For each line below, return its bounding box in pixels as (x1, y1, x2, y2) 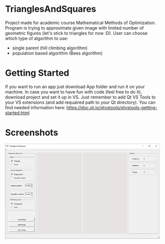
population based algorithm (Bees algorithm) (12, 50, 103, 56)
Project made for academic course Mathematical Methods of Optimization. (5, 20, 156, 26)
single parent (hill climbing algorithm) (12, 45, 88, 51)
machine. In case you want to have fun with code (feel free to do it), (5, 89, 142, 94)
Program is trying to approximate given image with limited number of (5, 25, 144, 30)
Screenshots (5, 127, 58, 138)
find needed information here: (5, 104, 65, 110)
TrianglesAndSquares (5, 3, 97, 15)
